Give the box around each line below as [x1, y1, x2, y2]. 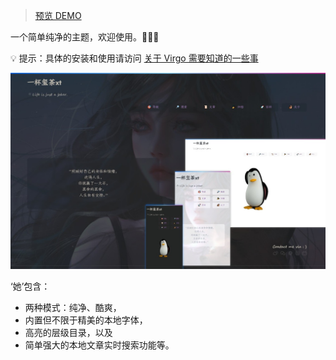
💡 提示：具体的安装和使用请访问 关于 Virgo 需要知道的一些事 [10, 52, 259, 64]
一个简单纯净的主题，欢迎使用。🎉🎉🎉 [10, 31, 160, 43]
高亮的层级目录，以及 [24, 326, 113, 338]
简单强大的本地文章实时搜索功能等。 [24, 339, 175, 351]
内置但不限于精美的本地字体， [24, 314, 148, 326]
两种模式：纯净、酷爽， [24, 301, 122, 313]
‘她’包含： [10, 280, 51, 292]
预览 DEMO [34, 10, 82, 21]
